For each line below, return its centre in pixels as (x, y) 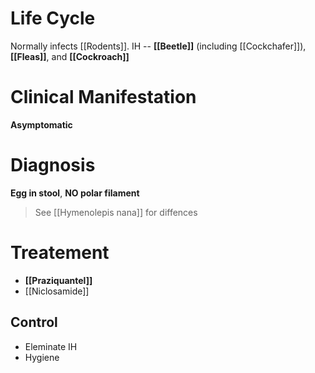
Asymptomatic (41, 124)
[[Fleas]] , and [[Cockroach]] (70, 56)
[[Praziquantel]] (58, 280)
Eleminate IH (51, 346)
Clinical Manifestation (103, 97)
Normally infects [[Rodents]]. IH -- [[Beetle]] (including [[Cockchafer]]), (158, 46)
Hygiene (42, 357)
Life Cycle (53, 18)
